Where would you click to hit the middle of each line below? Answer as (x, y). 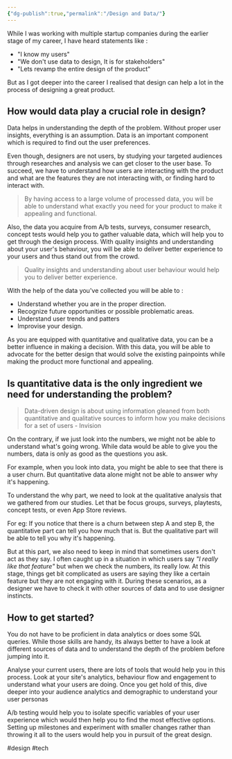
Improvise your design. (50, 326)
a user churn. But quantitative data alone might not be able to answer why (113, 474)
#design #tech (28, 748)
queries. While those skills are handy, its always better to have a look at (109, 642)
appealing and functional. (60, 214)
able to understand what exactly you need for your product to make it (123, 206)
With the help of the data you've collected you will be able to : (95, 291)
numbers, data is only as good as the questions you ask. (88, 454)
